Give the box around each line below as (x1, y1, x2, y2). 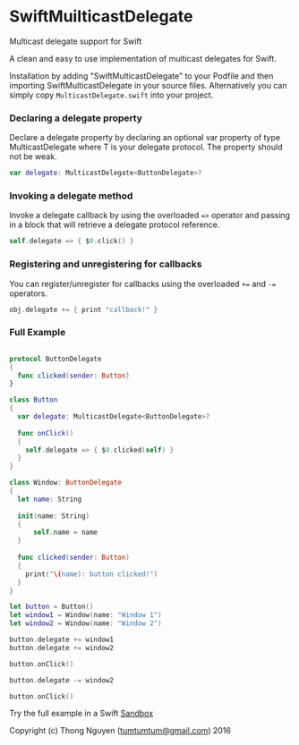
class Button (9, 395, 58, 404)
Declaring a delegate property (9, 112, 143, 124)
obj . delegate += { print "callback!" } (9, 305, 158, 314)
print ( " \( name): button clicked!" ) (25, 570, 158, 579)
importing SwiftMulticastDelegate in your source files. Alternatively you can (9, 80, 287, 90)
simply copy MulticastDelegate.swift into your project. (9, 89, 214, 100)
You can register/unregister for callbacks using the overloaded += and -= (9, 278, 277, 289)
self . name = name (32, 528, 98, 538)
